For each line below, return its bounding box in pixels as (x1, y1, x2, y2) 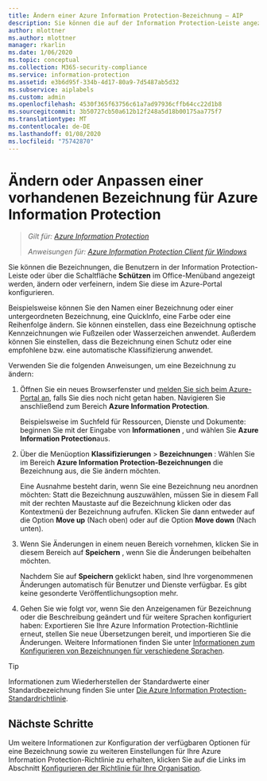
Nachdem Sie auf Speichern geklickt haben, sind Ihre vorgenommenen (19, 572, 253, 581)
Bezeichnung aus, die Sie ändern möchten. (19, 466, 161, 476)
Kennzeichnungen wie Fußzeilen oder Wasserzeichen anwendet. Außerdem (8, 328, 257, 338)
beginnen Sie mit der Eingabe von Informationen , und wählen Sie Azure (19, 425, 259, 435)
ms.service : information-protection (8, 71, 130, 79)
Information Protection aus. (19, 434, 110, 444)
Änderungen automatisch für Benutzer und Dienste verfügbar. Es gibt (19, 580, 247, 589)
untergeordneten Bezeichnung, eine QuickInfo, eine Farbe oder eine (8, 312, 231, 321)
